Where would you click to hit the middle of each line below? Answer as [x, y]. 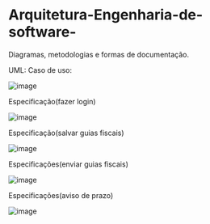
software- [42, 32]
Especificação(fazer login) [52, 101]
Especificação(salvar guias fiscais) [66, 133]
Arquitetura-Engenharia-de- [106, 15]
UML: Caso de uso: [40, 70]
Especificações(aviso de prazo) [61, 195]
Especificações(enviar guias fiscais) [69, 164]
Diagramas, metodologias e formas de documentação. [99, 54]
